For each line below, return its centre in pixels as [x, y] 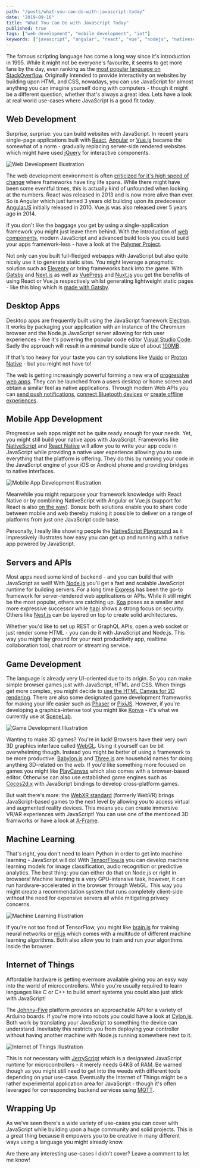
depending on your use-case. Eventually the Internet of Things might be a [97, 1077]
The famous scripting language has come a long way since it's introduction [98, 56]
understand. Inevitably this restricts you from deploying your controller [93, 1029]
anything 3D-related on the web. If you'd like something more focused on [96, 765]
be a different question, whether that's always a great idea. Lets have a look [99, 94]
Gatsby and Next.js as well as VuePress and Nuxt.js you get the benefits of [98, 274]
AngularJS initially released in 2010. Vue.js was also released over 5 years [97, 207]
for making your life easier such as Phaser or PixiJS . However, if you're [93, 704]
